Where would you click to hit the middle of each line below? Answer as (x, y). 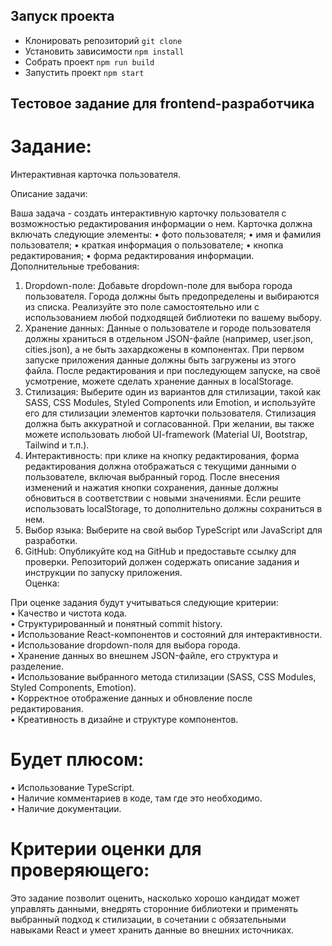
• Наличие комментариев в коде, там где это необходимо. (136, 798)
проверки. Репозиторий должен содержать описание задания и (162, 562)
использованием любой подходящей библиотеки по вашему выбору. (173, 318)
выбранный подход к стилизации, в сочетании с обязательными (148, 920)
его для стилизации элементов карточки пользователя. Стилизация (170, 413)
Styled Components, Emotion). (73, 688)
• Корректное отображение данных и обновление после (131, 698)
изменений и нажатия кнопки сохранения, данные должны (151, 488)
